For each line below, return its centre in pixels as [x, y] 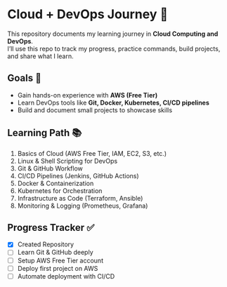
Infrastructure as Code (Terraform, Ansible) [80, 198]
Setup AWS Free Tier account [60, 260]
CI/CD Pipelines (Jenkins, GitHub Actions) [78, 175]
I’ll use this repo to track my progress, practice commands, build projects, [114, 48]
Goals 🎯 [25, 78]
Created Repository [46, 244]
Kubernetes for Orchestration [60, 191]
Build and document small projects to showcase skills [95, 110]
